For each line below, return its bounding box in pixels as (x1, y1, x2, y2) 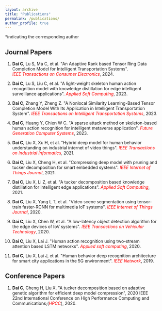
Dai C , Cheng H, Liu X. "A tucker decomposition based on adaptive (12, 285, 146, 291)
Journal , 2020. (12, 209, 42, 215)
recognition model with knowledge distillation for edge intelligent (12, 86, 142, 92)
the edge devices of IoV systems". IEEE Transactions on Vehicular (12, 224, 145, 229)
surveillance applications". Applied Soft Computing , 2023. (12, 91, 128, 97)
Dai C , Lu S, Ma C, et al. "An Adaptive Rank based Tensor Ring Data (12, 61, 147, 67)
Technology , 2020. (12, 229, 50, 235)
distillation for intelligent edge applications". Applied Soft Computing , (12, 184, 150, 190)
